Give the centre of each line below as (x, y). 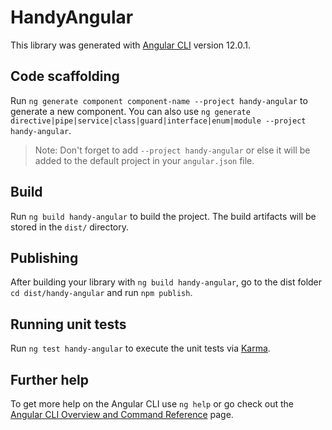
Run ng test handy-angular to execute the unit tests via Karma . (140, 348)
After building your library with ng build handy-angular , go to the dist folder (166, 282)
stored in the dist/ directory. (70, 227)
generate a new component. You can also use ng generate (130, 111)
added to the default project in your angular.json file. (144, 160)
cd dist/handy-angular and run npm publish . (101, 293)
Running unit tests (68, 324)
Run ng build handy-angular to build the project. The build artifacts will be (163, 216)
